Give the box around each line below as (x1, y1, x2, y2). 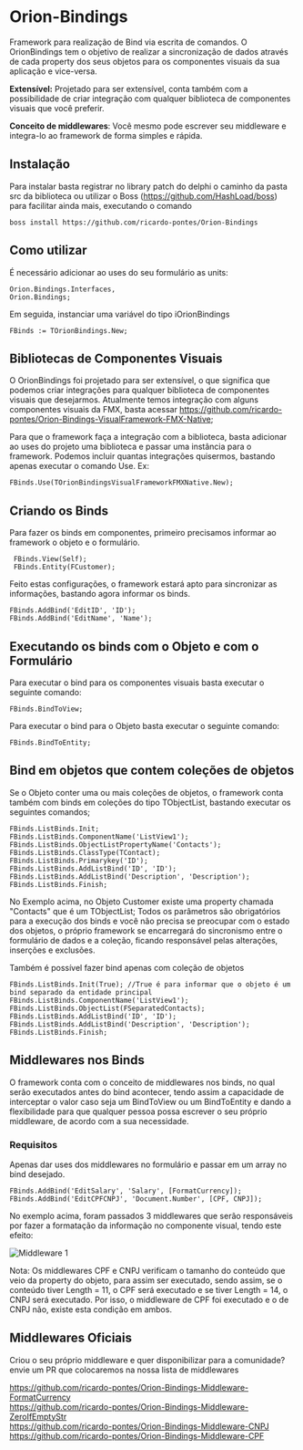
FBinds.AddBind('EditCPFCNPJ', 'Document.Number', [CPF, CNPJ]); (9, 1194, 262, 1204)
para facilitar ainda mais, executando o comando (9, 200, 193, 211)
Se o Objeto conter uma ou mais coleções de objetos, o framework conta (9, 787, 284, 798)
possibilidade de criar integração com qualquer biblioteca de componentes (9, 93, 291, 104)
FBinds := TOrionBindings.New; (9, 326, 128, 335)
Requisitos (9, 1138, 57, 1151)
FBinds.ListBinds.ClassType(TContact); (9, 848, 161, 857)
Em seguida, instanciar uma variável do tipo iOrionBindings (9, 308, 230, 319)
